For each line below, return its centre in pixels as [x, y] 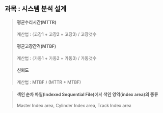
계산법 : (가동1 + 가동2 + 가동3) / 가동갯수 [56, 58]
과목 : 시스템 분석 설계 [36, 9]
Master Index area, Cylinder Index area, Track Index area [74, 106]
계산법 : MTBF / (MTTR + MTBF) [49, 82]
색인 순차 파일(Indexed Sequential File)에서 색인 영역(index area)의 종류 [87, 94]
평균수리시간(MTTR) [37, 22]
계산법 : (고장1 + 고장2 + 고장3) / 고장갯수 [56, 34]
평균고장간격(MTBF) [36, 46]
